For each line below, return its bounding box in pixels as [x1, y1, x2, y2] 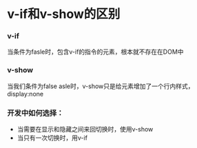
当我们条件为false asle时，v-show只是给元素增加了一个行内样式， [7, 82, 194, 90]
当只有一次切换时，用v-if [17, 134, 88, 142]
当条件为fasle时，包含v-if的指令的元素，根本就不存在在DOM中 [7, 47, 184, 56]
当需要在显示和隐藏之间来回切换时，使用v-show [17, 125, 154, 134]
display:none [7, 89, 43, 98]
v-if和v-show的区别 [7, 6, 121, 22]
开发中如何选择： [7, 108, 64, 118]
